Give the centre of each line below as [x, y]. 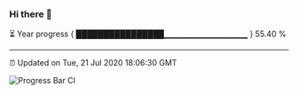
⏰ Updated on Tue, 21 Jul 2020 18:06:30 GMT [93, 63]
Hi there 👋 [31, 14]
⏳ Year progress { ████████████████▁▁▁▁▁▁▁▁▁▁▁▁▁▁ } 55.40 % [148, 34]
